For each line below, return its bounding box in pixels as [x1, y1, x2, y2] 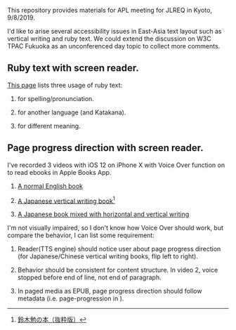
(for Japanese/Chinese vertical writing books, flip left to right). [17, 252, 198, 260]
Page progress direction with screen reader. [7, 142, 204, 154]
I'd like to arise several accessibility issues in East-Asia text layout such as [7, 27, 222, 35]
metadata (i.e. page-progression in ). [17, 294, 124, 303]
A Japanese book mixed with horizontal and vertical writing [17, 210, 190, 218]
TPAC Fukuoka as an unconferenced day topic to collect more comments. [7, 42, 221, 50]
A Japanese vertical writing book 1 [17, 195, 116, 205]
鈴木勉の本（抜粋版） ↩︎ [17, 315, 86, 324]
